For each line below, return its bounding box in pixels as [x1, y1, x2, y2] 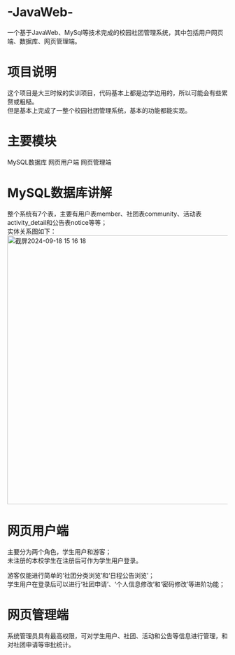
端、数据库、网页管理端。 [7, 36, 81, 46]
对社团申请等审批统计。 [7, 640, 75, 649]
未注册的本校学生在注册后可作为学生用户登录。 [7, 556, 142, 565]
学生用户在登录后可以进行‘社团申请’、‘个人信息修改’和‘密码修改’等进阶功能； [7, 579, 225, 588]
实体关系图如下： [7, 227, 57, 235]
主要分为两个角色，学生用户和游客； [7, 547, 112, 556]
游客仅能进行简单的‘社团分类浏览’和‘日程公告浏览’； [7, 571, 155, 579]
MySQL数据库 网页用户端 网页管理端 [7, 158, 112, 166]
